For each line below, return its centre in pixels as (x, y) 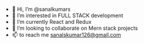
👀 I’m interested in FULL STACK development (67, 15)
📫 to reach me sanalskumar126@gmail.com (66, 35)
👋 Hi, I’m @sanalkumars (41, 9)
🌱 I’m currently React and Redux (52, 22)
